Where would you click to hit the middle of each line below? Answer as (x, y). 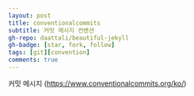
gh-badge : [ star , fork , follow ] (61, 45)
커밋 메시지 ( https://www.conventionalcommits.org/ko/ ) (97, 83)
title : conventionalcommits (55, 23)
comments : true (33, 60)
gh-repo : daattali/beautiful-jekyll (68, 38)
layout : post (30, 15)
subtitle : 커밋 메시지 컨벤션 (51, 30)
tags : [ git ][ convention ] (49, 52)
